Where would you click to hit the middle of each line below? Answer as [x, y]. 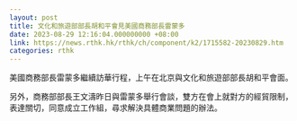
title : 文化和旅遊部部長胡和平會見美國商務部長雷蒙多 [97, 26]
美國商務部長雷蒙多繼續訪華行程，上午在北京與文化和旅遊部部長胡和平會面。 [151, 78]
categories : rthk [42, 51]
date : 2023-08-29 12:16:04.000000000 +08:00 [94, 34]
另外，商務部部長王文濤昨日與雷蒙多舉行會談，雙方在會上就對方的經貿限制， [151, 97]
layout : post [34, 17]
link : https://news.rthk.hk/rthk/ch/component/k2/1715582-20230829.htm [146, 43]
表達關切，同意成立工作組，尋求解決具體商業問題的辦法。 [116, 108]
